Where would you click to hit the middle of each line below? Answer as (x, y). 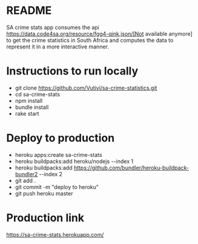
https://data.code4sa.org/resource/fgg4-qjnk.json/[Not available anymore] (99, 33)
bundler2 (26, 174)
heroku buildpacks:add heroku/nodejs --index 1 (74, 161)
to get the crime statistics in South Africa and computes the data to (90, 40)
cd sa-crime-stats (38, 94)
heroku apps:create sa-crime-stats (58, 154)
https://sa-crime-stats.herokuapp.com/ (55, 234)
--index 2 (51, 174)
